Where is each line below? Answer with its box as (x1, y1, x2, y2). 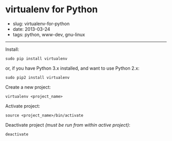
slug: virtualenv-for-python (12, 21, 70, 27)
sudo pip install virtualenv (5, 56, 68, 61)
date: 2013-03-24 (12, 26, 50, 32)
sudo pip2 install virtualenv (5, 75, 70, 80)
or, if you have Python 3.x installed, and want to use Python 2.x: (5, 65, 140, 71)
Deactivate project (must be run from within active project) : (5, 122, 131, 128)
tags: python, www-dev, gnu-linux (12, 31, 85, 37)
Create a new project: (5, 84, 51, 90)
